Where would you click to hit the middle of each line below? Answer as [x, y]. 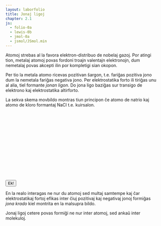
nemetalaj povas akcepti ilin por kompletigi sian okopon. [62, 65]
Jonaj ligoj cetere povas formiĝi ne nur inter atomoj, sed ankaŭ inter [73, 213]
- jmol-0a [20, 37]
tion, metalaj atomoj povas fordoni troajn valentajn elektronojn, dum [73, 60]
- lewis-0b [21, 32]
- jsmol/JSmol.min [29, 41]
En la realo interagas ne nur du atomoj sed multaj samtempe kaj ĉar [73, 193]
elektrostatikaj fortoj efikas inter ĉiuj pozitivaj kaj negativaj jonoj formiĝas [78, 198]
